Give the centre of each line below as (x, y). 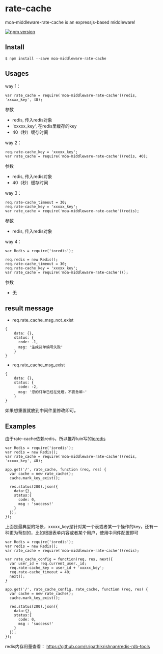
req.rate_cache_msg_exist (39, 365)
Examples (20, 426)
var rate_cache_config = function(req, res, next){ (59, 559)
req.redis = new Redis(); (31, 259)
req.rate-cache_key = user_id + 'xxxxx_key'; (57, 568)
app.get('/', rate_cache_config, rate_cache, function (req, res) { (77, 590)
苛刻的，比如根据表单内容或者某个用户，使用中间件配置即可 (78, 533)
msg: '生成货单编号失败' (41, 347)
